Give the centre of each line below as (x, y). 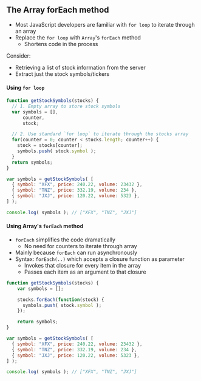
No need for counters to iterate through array (81, 246)
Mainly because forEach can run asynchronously (76, 252)
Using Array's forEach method (45, 226)
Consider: (19, 56)
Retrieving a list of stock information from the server (80, 67)
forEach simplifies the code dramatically (65, 240)
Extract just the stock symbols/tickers (62, 74)
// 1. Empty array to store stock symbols (66, 106)
